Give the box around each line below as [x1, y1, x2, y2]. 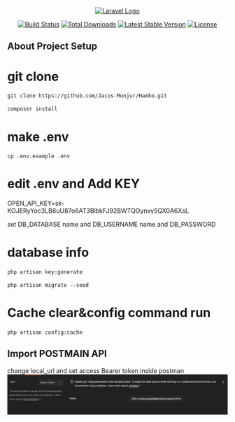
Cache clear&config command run [7, 305, 211, 321]
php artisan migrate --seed [7, 282, 90, 289]
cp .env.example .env [7, 153, 71, 160]
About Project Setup [7, 41, 98, 52]
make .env [7, 129, 69, 145]
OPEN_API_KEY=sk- [7, 199, 65, 208]
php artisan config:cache [7, 329, 83, 336]
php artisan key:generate [7, 269, 83, 276]
